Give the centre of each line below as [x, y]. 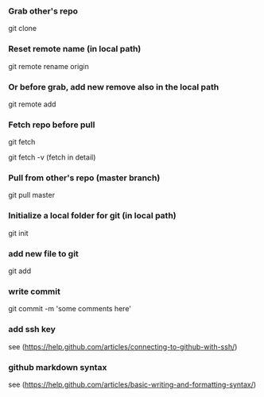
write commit [35, 291]
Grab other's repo [43, 11]
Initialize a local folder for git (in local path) [92, 216]
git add [20, 271]
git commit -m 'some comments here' [70, 309]
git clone [23, 29]
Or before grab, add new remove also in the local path [114, 87]
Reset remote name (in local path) [75, 49]
